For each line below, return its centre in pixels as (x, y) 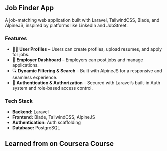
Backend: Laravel (30, 112)
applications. (25, 65)
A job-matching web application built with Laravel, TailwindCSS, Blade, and (82, 20)
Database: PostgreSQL (36, 128)
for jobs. (21, 55)
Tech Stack (19, 101)
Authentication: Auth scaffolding (47, 122)
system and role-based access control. (53, 88)
